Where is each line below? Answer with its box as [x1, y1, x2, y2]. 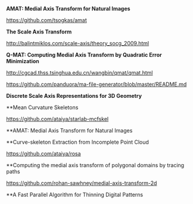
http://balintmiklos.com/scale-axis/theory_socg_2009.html [6, 40, 150, 47]
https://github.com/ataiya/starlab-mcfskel [6, 116, 109, 122]
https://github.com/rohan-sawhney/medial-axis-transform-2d [6, 180, 157, 187]
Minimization [6, 58, 40, 64]
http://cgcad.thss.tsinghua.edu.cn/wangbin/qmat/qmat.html [6, 69, 153, 76]
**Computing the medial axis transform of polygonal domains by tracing [6, 162, 185, 169]
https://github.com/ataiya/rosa [6, 150, 82, 157]
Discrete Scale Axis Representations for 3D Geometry [6, 92, 142, 99]
